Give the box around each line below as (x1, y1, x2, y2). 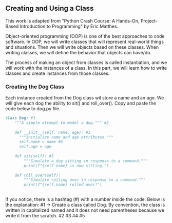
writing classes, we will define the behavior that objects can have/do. (5, 49, 152, 55)
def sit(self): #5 (14, 154, 54, 159)
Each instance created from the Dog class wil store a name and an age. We (5, 95, 164, 101)
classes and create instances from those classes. (5, 70, 110, 76)
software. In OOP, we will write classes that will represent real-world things (5, 38, 164, 45)
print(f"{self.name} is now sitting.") (24, 163, 109, 168)
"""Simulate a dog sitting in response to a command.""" (24, 158, 148, 164)
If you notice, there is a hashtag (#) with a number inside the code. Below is (5, 196, 165, 202)
